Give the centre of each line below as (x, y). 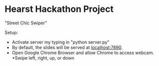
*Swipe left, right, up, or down (43, 58)
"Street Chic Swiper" (26, 23)
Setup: (11, 32)
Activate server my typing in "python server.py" (61, 42)
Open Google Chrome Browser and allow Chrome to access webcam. (83, 53)
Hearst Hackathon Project (59, 9)
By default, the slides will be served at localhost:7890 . (67, 47)
